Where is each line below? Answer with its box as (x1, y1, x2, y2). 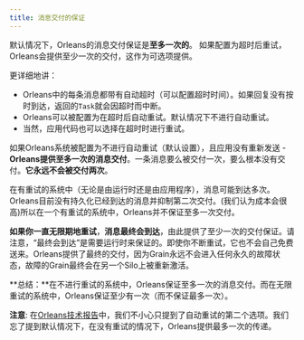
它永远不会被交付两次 (25, 165, 105, 175)
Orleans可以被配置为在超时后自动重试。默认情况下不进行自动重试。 (22, 111, 274, 122)
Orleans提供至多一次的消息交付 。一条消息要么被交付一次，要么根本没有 (9, 153, 278, 164)
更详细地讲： (9, 70, 57, 80)
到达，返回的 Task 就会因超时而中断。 (30, 100, 166, 111)
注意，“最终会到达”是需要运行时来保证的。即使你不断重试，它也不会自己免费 (9, 237, 294, 248)
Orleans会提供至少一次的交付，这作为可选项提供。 (9, 51, 197, 61)
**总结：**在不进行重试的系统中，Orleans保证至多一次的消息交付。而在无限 (9, 279, 292, 289)
